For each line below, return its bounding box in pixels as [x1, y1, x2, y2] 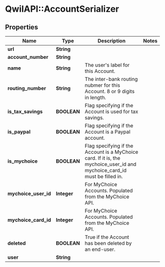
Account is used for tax [84, 108, 138, 115]
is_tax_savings [7, 108, 43, 115]
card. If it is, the [84, 155, 120, 161]
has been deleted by [84, 240, 132, 246]
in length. [84, 94, 107, 101]
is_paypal [7, 128, 31, 135]
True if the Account [84, 234, 129, 241]
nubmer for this [84, 82, 120, 89]
